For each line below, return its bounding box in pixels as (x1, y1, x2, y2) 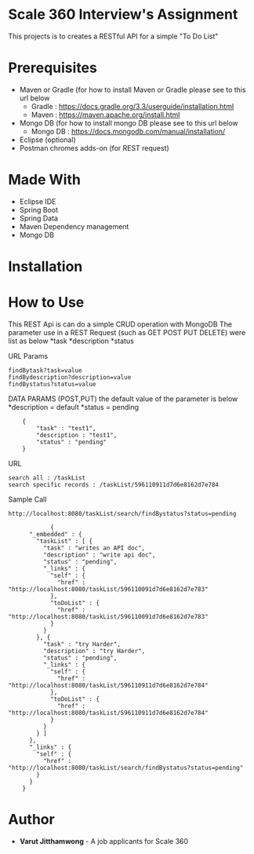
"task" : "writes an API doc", (42, 544, 146, 552)
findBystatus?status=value (8, 380, 96, 388)
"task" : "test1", (36, 424, 96, 432)
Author (8, 811, 55, 829)
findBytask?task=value (8, 367, 82, 374)
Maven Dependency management (19, 221, 129, 231)
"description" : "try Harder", (42, 647, 146, 655)
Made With (8, 171, 81, 189)
